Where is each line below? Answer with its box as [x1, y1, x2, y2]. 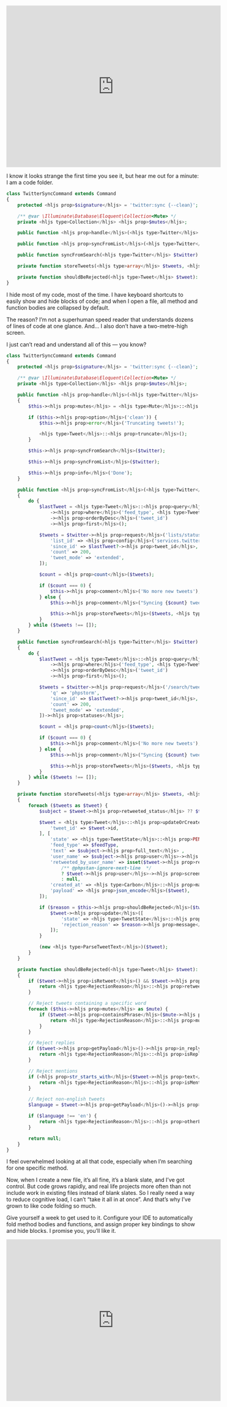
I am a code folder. [6, 179, 54, 186]
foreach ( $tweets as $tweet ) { [28, 803, 108, 809]
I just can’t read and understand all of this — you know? [6, 340, 147, 348]
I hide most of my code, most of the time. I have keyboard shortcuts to [6, 291, 184, 298]
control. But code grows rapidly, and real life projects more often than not [6, 1183, 191, 1190]
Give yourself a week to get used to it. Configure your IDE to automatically [6, 1214, 193, 1222]
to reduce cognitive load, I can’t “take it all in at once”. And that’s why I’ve [6, 1195, 191, 1203]
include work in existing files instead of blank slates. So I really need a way [6, 1189, 195, 1197]
